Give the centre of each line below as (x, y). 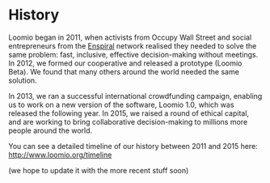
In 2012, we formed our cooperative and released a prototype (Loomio (125, 63)
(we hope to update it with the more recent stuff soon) (99, 170)
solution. (23, 80)
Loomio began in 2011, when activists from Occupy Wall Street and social (130, 37)
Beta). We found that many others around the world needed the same (124, 71)
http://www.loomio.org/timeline (60, 155)
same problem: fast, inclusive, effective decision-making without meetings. (133, 54)
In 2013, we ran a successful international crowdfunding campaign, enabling (135, 96)
